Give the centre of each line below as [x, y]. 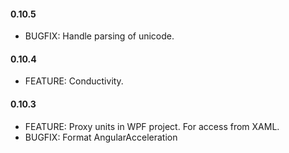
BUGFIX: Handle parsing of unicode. [99, 36]
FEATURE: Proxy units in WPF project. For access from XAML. [152, 126]
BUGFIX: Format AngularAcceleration [101, 137]
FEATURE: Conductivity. [74, 81]
